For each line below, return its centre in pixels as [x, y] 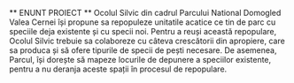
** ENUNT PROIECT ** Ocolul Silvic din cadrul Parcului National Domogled [145, 13]
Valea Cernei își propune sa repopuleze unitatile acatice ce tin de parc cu [143, 22]
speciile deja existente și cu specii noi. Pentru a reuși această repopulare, [143, 31]
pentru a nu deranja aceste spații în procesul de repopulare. [118, 69]
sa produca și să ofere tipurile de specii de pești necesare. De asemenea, [143, 50]
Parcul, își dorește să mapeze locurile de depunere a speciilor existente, [140, 60]
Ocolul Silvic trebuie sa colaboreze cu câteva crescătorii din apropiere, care [147, 41]
